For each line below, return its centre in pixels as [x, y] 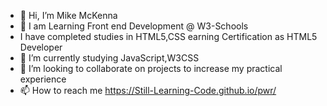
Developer [41, 47]
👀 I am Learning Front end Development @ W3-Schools [134, 26]
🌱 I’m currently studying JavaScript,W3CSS [109, 58]
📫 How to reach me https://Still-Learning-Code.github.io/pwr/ [148, 90]
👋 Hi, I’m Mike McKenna [68, 15]
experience [43, 79]
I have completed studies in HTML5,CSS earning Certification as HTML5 [168, 36]
